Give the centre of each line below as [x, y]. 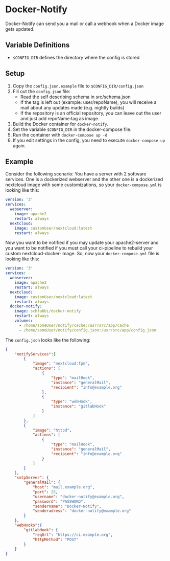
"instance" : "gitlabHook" [78, 407]
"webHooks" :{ [28, 525]
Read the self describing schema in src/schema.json [76, 97]
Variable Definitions [38, 45]
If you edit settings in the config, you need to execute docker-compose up [89, 140]
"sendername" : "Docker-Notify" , [67, 506]
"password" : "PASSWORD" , [59, 501]
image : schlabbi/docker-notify [48, 311]
